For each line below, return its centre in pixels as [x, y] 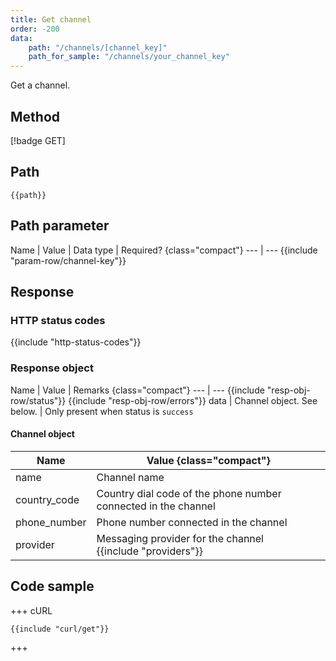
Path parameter [60, 226]
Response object [52, 368]
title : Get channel [51, 19]
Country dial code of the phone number [189, 493]
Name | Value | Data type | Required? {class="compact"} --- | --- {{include [164, 250]
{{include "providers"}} [149, 551]
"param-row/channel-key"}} [68, 260]
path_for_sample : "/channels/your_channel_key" [129, 57]
